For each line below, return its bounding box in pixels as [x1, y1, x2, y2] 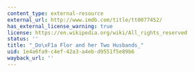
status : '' [7, 36, 39, 43]
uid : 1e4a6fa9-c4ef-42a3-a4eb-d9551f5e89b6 [7, 49, 135, 56]
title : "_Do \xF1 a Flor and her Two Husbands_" [7, 42, 144, 49]
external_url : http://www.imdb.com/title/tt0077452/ [7, 16, 163, 23]
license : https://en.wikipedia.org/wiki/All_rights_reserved [7, 29, 188, 36]
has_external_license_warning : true [7, 23, 113, 29]
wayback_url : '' [7, 55, 54, 62]
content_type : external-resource [7, 10, 104, 17]
